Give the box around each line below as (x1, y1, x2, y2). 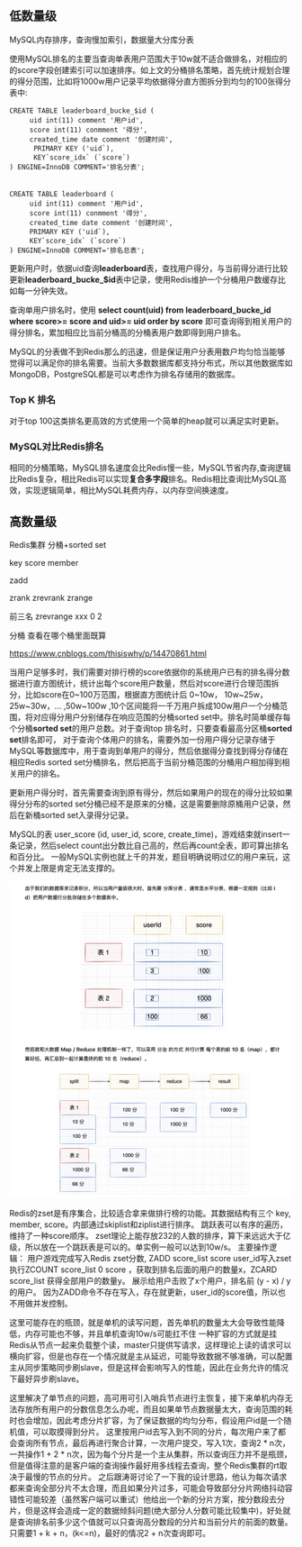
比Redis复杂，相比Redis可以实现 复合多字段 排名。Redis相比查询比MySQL (9, 474, 280, 485)
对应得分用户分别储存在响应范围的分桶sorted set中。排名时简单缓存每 (32, 712, 291, 723)
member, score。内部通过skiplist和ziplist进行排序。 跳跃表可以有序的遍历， (9, 1219, 288, 1230)
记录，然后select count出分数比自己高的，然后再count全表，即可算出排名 (16, 841, 289, 851)
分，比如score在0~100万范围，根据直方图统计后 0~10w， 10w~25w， (9, 689, 268, 700)
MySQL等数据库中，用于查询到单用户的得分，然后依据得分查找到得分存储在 (9, 746, 289, 757)
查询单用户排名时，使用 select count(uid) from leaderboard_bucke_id (9, 305, 271, 315)
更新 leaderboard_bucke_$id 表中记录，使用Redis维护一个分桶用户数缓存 (9, 274, 279, 285)
